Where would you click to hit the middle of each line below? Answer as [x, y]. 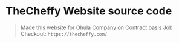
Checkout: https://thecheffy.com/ [64, 33]
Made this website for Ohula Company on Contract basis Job [96, 27]
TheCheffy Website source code [89, 11]
